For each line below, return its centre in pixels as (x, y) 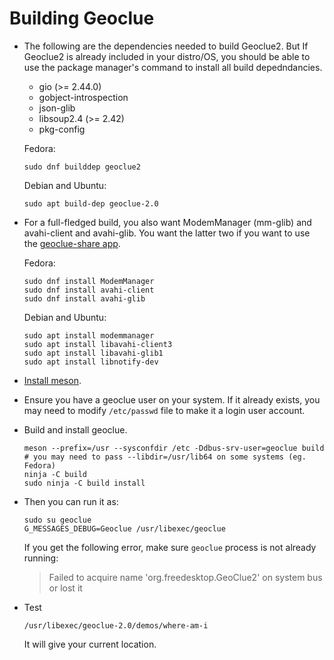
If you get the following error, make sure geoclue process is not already (170, 547)
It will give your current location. (90, 644)
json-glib (57, 108)
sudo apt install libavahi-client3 (98, 344)
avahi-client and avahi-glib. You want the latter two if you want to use (167, 233)
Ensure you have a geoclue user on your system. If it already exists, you (172, 399)
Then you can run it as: (71, 501)
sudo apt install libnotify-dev (91, 362)
